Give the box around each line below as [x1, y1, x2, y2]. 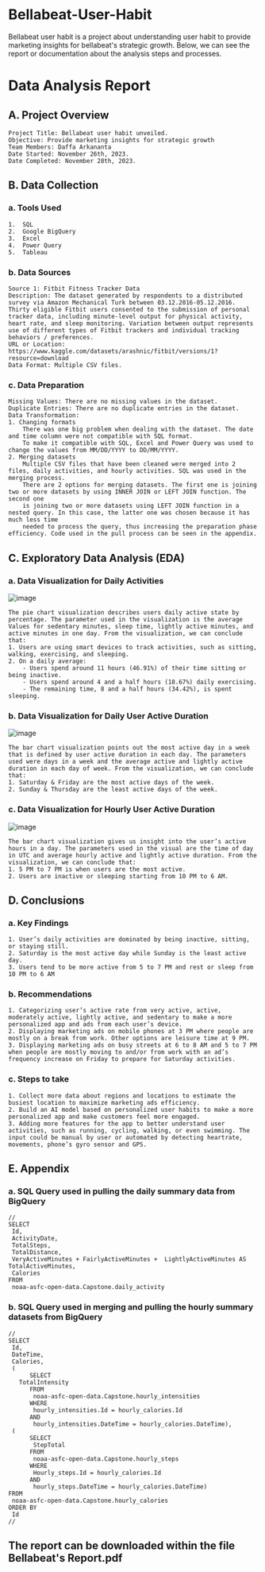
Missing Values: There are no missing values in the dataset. [8, 397, 218, 406]
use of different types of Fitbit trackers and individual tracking [8, 326, 240, 335]
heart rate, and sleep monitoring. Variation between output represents [8, 319, 254, 327]
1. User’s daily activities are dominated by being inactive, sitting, [8, 935, 250, 943]
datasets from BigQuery [8, 1311, 103, 1322]
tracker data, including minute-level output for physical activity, [8, 312, 244, 320]
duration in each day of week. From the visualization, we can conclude [8, 765, 254, 772]
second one [8, 495, 44, 503]
